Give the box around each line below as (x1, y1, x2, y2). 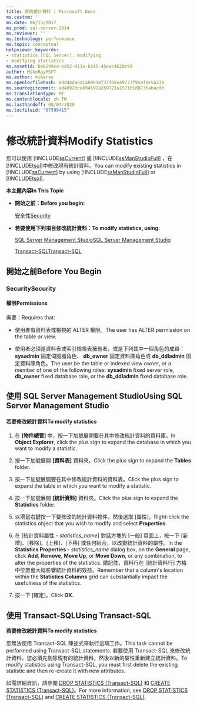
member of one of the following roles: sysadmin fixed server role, (14, 366, 175, 374)
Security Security (6, 284, 56, 292)
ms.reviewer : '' (6, 31, 46, 36)
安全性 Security (14, 212, 51, 219)
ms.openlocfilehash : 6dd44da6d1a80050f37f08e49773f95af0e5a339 (6, 80, 165, 86)
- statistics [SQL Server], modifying (6, 52, 101, 58)
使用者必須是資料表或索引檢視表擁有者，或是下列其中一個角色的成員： (14, 345, 185, 352)
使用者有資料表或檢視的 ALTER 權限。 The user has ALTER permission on (14, 326, 191, 333)
